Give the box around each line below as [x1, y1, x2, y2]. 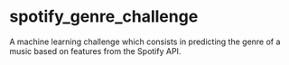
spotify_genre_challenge [9, 6, 199, 27]
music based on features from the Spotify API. [9, 45, 182, 56]
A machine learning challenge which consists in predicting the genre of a [9, 36, 281, 47]
